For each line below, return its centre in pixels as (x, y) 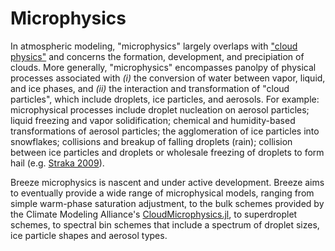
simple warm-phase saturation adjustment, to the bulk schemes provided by (167, 203)
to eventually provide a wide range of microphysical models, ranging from (162, 193)
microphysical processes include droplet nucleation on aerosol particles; (160, 109)
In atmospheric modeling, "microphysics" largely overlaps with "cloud (154, 46)
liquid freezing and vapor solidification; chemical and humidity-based (153, 120)
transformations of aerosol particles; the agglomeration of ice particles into (165, 131)
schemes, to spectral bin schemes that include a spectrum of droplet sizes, (165, 224)
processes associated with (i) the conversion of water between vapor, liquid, (168, 78)
